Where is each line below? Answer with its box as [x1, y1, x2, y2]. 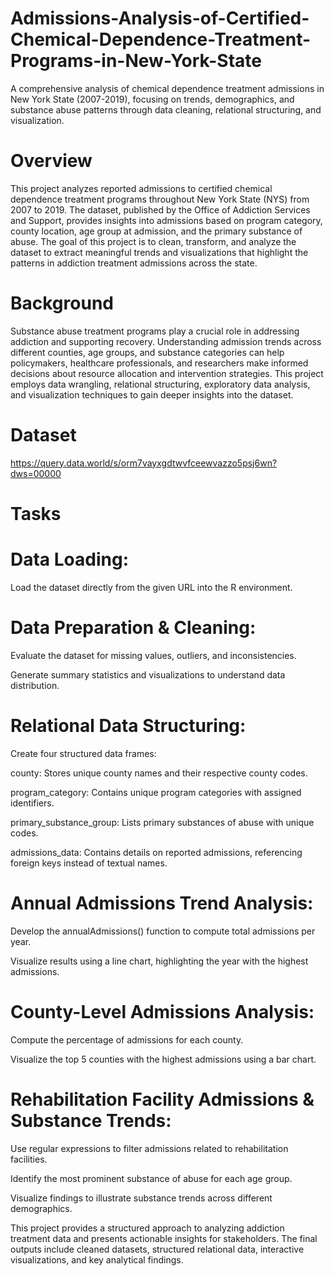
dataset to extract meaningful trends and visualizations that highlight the [10, 246, 309, 258]
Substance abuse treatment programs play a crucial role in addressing [10, 325, 300, 337]
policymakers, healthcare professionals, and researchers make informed [10, 357, 309, 369]
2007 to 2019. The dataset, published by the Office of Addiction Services [10, 203, 311, 216]
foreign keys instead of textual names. [10, 857, 168, 869]
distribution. [10, 679, 60, 691]
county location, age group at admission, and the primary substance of [10, 225, 303, 237]
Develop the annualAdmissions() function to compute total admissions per [10, 925, 316, 937]
